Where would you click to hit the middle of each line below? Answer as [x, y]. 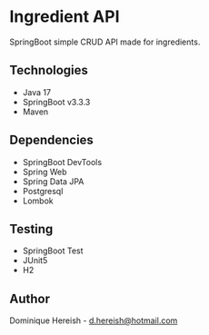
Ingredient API [65, 17]
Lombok [38, 201]
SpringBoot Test [53, 251]
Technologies [49, 70]
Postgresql [43, 191]
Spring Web [45, 172]
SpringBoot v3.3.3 [56, 102]
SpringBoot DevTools [62, 162]
